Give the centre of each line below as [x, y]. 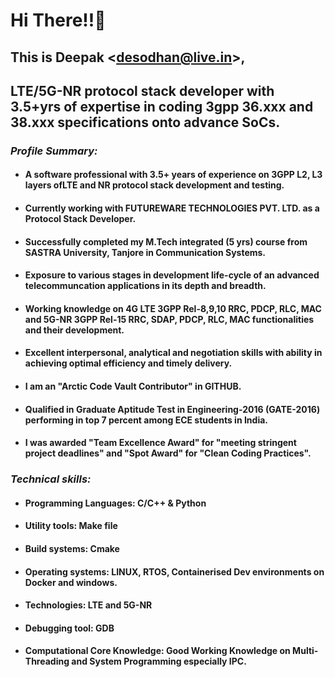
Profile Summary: [54, 151]
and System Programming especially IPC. [159, 661]
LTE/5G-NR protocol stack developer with [142, 90]
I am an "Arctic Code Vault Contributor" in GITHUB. [133, 386]
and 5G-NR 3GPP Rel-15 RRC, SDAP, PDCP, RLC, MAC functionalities [169, 319]
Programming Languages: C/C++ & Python [115, 503]
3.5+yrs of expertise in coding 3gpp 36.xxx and [162, 106]
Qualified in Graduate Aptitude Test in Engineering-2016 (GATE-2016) [172, 409]
